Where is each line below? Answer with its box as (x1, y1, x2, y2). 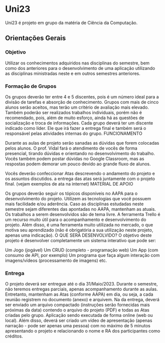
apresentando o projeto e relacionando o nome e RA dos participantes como (5, 328, 161, 334)
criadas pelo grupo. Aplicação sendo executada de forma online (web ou (5, 312, 153, 318)
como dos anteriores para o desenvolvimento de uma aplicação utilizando (5, 65, 155, 71)
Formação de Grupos (5, 83, 57, 90)
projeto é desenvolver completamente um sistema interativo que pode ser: (5, 237, 156, 243)
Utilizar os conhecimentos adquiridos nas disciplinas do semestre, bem (5, 60, 150, 66)
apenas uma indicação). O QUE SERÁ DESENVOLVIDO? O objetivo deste (5, 232, 152, 238)
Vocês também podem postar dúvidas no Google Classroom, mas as (5, 156, 144, 161)
